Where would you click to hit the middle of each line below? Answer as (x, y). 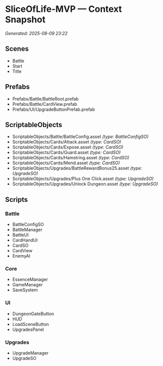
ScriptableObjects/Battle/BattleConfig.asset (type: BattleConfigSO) (81, 137)
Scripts (17, 200)
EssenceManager (30, 279)
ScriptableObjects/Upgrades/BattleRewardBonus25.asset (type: (77, 168)
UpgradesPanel (28, 329)
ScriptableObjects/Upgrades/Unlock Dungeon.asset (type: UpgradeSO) (85, 184)
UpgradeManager (30, 353)
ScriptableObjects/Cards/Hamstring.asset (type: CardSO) (71, 158)
